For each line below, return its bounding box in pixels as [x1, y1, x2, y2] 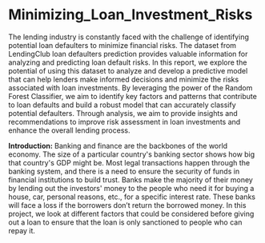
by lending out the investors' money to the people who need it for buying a [8, 183, 255, 193]
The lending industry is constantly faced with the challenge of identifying [8, 32, 250, 42]
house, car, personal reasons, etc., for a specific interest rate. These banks [8, 192, 256, 201]
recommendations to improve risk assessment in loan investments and [8, 117, 241, 126]
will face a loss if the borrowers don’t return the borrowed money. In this [8, 200, 247, 209]
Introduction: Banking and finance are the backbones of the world [8, 141, 228, 150]
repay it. [8, 225, 36, 235]
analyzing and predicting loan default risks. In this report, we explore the [8, 58, 247, 67]
